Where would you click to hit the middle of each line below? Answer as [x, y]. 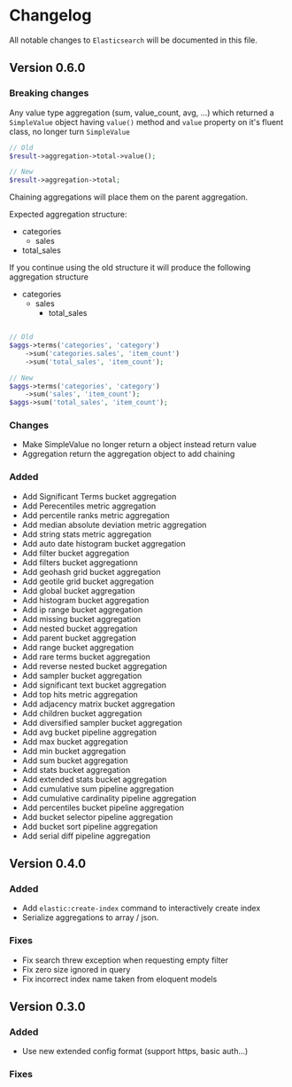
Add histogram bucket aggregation [85, 600]
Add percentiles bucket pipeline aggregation [103, 807]
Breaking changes [49, 93]
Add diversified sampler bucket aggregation [102, 722]
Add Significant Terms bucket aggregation [99, 496]
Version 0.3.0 [47, 1007]
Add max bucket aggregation [75, 741]
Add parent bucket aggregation [79, 638]
